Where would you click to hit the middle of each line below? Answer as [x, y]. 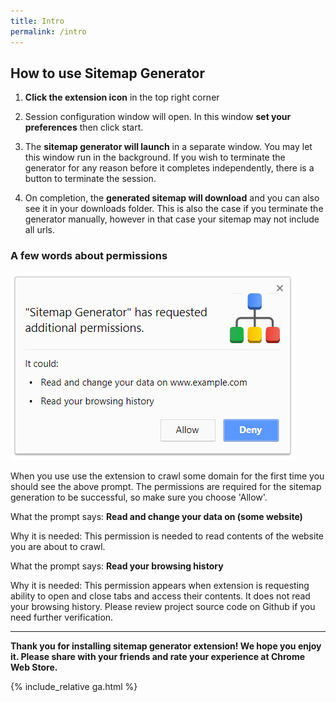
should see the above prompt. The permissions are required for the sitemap [166, 486]
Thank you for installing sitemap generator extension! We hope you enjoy [166, 646]
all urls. [39, 230]
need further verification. [62, 617]
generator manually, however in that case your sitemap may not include [172, 219]
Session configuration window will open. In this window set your [158, 117]
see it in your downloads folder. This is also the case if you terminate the [174, 209]
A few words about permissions [89, 256]
